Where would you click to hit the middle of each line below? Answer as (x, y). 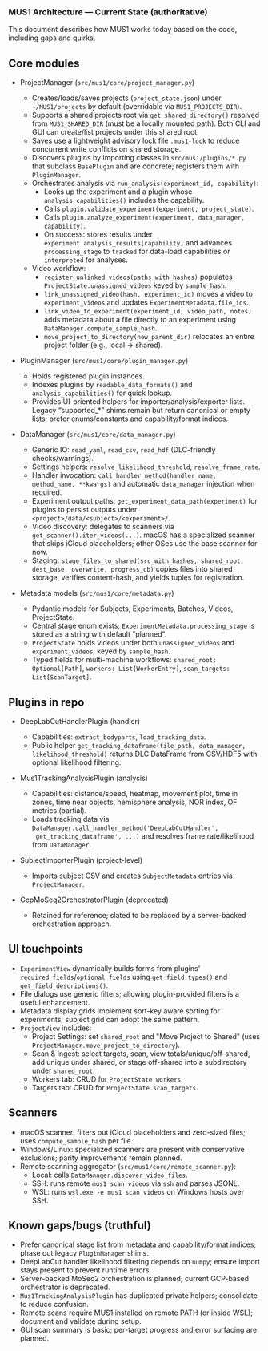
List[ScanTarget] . (62, 677)
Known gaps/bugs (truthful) (80, 1225)
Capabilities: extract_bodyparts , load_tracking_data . (119, 737)
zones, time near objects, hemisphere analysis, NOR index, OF (134, 802)
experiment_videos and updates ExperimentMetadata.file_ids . (146, 302)
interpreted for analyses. (86, 260)
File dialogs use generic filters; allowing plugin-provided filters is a (130, 993)
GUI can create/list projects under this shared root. (115, 132)
